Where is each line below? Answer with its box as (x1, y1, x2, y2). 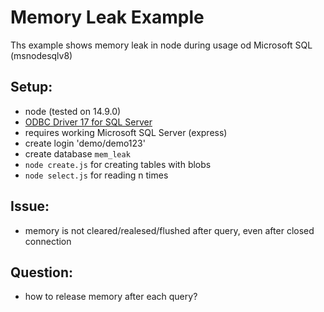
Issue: (10, 198, 50, 215)
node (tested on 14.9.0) (24, 105, 122, 117)
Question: (10, 264, 74, 281)
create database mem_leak (24, 147, 131, 160)
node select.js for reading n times (24, 169, 169, 181)
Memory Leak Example (10, 6, 205, 29)
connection (24, 235, 72, 247)
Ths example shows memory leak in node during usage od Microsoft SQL (10, 39, 313, 51)
